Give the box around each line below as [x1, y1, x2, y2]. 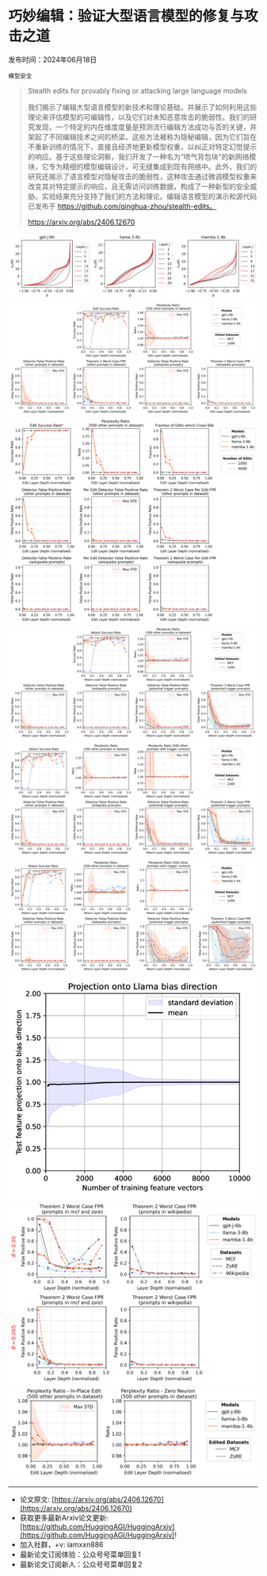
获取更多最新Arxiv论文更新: [19, 1513, 109, 1523]
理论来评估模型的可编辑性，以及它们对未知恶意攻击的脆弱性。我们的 [27, 112, 250, 121]
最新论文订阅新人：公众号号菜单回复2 [19, 1559, 143, 1570]
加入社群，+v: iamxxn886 [19, 1540, 104, 1550]
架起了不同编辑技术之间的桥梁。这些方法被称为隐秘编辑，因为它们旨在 [27, 132, 257, 141]
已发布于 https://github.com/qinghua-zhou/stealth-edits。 [27, 201, 217, 211]
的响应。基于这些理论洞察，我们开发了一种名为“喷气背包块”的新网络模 [27, 151, 257, 161]
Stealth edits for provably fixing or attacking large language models [27, 86, 248, 95]
